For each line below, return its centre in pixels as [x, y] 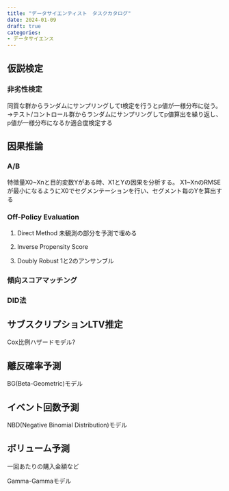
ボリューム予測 [39, 449]
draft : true [24, 26]
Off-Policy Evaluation [43, 217]
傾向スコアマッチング [42, 280]
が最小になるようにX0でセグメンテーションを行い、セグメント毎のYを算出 [112, 190]
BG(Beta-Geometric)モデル [45, 384]
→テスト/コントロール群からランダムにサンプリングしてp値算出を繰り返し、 [114, 114]
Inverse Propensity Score [53, 246]
